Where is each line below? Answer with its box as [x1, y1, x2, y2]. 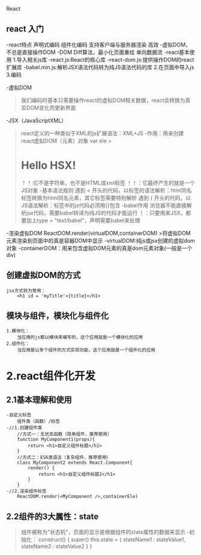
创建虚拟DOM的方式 [6, 270, 81, 281]
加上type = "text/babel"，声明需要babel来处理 [26, 216, 140, 224]
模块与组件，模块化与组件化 [6, 311, 109, 321]
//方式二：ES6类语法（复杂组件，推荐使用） [17, 455, 111, 461]
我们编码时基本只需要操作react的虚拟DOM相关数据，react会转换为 [20, 96, 185, 104]
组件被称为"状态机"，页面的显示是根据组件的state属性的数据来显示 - [20, 529, 190, 536]
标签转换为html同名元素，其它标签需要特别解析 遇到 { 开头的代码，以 [20, 194, 191, 201]
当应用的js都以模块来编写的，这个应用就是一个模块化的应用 [17, 335, 143, 341]
